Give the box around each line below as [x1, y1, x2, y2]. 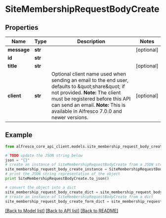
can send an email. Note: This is [51, 102, 126, 108]
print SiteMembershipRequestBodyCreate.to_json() [5, 176, 110, 181]
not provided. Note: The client [51, 89, 121, 96]
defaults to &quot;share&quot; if [51, 83, 125, 90]
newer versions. [51, 114, 89, 121]
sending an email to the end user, [51, 77, 129, 83]
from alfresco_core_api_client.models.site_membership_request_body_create [5, 144, 165, 149]
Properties [5, 23, 39, 32]
